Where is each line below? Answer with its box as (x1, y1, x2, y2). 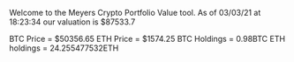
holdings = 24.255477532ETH (9, 43, 119, 53)
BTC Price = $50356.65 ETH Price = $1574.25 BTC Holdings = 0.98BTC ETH (9, 34, 285, 44)
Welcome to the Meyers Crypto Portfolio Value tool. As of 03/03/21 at (9, 8, 261, 17)
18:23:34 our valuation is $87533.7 (9, 17, 136, 27)
